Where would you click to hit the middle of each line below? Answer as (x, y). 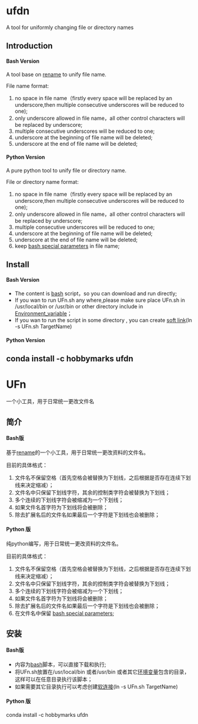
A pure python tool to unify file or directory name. (66, 170)
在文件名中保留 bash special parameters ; (64, 613)
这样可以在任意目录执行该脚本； (53, 679)
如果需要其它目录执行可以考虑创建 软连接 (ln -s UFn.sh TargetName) (96, 687)
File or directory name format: (42, 181)
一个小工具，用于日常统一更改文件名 (50, 401)
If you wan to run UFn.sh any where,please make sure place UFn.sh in (100, 300)
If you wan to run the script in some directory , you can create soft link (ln (103, 320)
